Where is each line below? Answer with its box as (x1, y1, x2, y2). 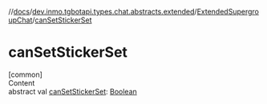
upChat (8, 15, 33, 25)
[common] (8, 70, 42, 79)
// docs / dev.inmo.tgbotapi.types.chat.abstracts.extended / (8, 7, 198, 16)
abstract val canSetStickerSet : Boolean (8, 86, 138, 96)
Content (8, 78, 35, 87)
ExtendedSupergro (196, 7, 259, 16)
